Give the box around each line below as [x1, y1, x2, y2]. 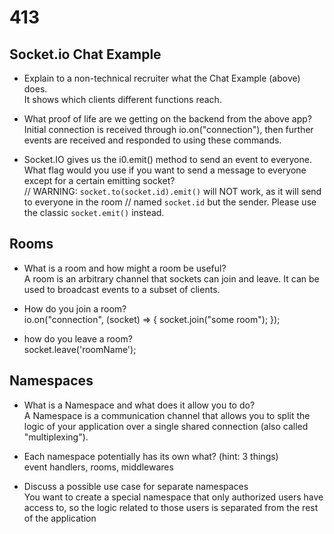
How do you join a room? [23, 302, 127, 315]
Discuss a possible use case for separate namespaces [23, 480, 249, 492]
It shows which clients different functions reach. [23, 94, 222, 105]
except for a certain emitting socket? [23, 175, 176, 186]
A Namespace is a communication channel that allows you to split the [23, 409, 311, 421]
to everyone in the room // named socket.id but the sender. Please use [23, 196, 317, 208]
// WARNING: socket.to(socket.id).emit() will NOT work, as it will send [23, 186, 322, 197]
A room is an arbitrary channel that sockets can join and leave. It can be [23, 272, 320, 285]
